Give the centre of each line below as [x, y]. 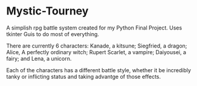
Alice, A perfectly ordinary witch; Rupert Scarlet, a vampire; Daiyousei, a [96, 52]
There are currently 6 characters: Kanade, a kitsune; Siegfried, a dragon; [97, 46]
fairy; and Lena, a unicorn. [39, 58]
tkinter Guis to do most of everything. [53, 34]
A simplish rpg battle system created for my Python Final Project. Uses [94, 28]
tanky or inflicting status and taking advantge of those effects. [84, 76]
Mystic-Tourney [47, 11]
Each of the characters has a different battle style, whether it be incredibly [99, 70]
